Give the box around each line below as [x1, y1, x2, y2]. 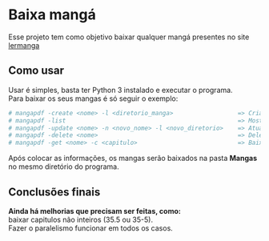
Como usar [8, 64, 65, 78]
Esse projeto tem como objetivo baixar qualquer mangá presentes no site [8, 32, 250, 42]
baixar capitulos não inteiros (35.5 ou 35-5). [8, 215, 154, 224]
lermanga [8, 40, 40, 50]
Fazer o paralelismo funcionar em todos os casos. [8, 223, 174, 233]
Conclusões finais [8, 185, 101, 199]
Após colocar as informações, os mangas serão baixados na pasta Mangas [8, 154, 258, 163]
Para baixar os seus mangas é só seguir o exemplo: [8, 94, 179, 103]
